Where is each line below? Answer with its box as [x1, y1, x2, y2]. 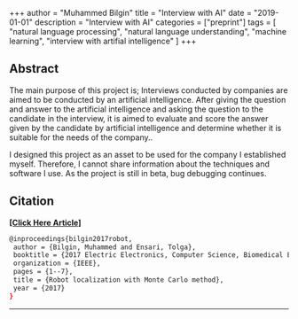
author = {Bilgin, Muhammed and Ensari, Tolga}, [12, 243, 197, 252]
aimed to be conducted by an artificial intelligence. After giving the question [9, 94, 286, 105]
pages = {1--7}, [12, 268, 74, 276]
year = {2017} [12, 284, 66, 292]
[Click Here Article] [9, 217, 82, 228]
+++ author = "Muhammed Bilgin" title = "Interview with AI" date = [9, 8, 253, 18]
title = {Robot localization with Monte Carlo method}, [12, 276, 224, 284]
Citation [9, 194, 55, 209]
